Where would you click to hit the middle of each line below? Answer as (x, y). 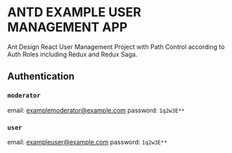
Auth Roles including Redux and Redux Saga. (72, 54)
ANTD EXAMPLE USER (75, 12)
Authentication (41, 76)
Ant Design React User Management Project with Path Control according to (116, 47)
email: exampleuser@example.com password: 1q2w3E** (87, 142)
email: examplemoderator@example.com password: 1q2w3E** (96, 110)
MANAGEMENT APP (67, 27)
